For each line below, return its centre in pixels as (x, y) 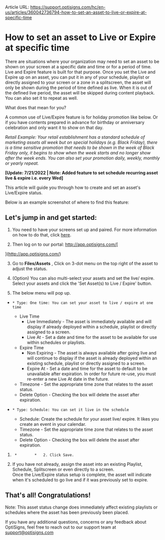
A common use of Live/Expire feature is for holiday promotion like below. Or (82, 117)
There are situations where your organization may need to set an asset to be (82, 61)
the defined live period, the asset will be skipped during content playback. (80, 92)
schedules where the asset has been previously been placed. (67, 512)
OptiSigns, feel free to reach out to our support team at (61, 527)
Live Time (29, 316)
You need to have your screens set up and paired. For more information (84, 229)
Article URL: (17, 7)
